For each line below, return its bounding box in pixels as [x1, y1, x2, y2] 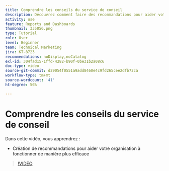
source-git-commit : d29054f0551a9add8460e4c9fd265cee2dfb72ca [5, 68, 138, 73]
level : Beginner [5, 40, 39, 45]
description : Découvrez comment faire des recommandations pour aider [5, 12, 156, 17]
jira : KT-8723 [5, 49, 35, 54]
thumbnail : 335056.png [5, 26, 53, 31]
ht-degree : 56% [5, 82, 37, 87]
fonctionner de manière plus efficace [12, 150, 90, 156]
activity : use [5, 17, 35, 22]
